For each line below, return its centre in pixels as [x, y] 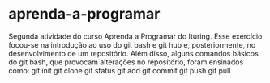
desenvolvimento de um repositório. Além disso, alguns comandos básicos [134, 53]
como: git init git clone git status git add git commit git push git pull [120, 70]
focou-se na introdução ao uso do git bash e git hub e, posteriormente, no [132, 44]
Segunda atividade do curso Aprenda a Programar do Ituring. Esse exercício [135, 36]
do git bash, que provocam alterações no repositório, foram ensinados [126, 62]
